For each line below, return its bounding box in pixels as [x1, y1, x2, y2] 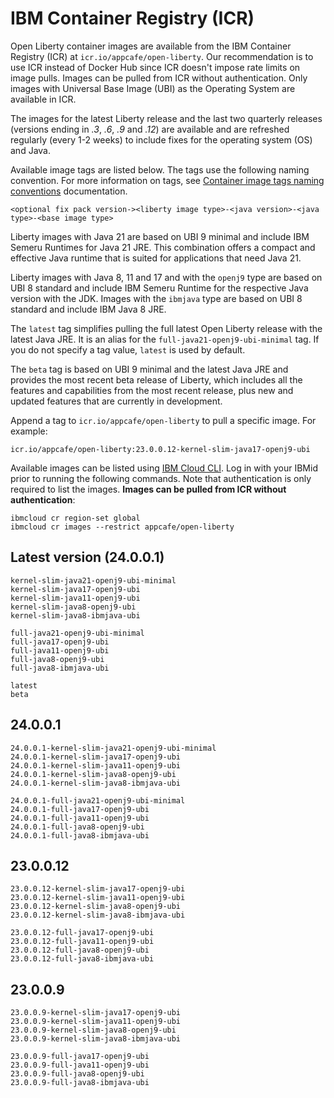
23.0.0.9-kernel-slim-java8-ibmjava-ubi [10, 1034, 182, 1044]
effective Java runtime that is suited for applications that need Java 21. [10, 252, 302, 264]
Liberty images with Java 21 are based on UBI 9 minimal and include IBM [10, 230, 310, 242]
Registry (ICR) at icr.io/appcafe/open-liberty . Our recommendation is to [10, 50, 314, 62]
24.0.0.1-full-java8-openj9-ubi [10, 822, 145, 832]
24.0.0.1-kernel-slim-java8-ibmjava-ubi [10, 778, 182, 788]
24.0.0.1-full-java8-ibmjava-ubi [10, 830, 150, 841]
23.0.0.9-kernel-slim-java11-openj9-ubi [10, 1017, 182, 1027]
